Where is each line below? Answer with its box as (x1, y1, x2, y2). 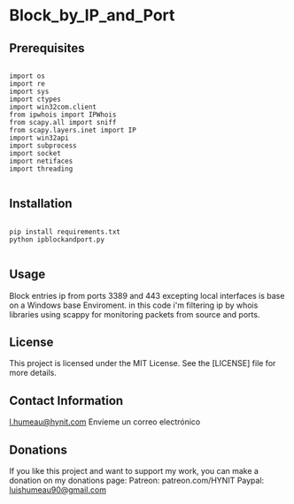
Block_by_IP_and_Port (9, 5, 175, 26)
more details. (9, 368, 58, 378)
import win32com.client (9, 103, 97, 111)
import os (9, 72, 46, 80)
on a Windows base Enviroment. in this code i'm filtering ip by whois (9, 300, 259, 310)
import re (9, 80, 46, 88)
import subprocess (9, 141, 77, 150)
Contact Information (9, 393, 124, 408)
